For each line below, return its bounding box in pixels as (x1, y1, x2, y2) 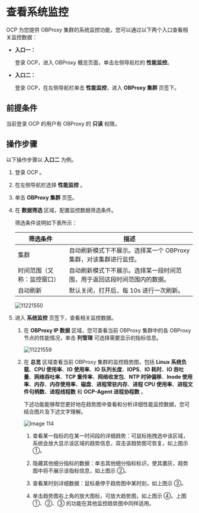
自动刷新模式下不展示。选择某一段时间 (69, 266, 176, 274)
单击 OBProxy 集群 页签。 (14, 194, 78, 201)
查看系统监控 (6, 5, 69, 19)
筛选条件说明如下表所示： (14, 219, 78, 226)
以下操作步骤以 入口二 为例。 (6, 156, 77, 163)
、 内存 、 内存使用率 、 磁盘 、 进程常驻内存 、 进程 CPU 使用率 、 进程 (28, 381, 188, 388)
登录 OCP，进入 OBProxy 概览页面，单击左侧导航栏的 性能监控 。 (14, 59, 173, 66)
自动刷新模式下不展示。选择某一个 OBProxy (69, 246, 190, 254)
